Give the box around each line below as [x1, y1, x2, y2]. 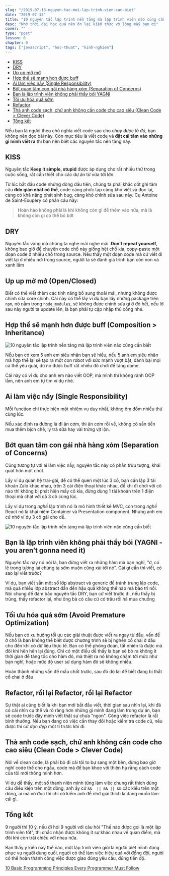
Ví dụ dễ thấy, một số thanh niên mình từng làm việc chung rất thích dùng [5, 780, 157, 786]
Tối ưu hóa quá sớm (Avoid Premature [5, 611, 126, 619]
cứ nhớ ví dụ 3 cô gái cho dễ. [5, 514, 66, 520]
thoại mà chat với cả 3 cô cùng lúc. [5, 493, 78, 500]
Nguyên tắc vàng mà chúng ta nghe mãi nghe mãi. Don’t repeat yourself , [5, 241, 157, 247]
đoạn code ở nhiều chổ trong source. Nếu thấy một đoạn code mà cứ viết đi [5, 251, 162, 257]
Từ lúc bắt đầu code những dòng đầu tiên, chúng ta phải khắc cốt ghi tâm [5, 181, 157, 187]
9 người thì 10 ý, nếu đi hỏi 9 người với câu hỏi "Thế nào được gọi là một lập [5, 824, 161, 830]
